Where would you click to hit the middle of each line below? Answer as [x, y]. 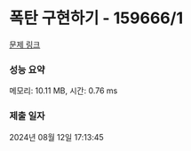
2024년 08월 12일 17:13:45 [56, 137]
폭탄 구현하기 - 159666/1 [96, 18]
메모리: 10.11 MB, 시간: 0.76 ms [64, 91]
